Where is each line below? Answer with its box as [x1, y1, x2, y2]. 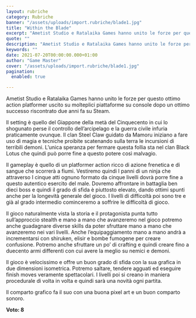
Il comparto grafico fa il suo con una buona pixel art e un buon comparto [6, 289, 181, 296]
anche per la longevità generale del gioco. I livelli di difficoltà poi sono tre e [6, 193, 186, 200]
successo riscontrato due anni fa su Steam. [6, 108, 111, 115]
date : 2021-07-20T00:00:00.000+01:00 [6, 52, 98, 58]
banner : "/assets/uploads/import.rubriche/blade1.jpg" [6, 19, 142, 25]
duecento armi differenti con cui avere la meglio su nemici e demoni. [6, 247, 171, 255]
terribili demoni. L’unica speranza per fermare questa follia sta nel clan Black [6, 144, 190, 151]
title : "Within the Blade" [6, 25, 72, 31]
